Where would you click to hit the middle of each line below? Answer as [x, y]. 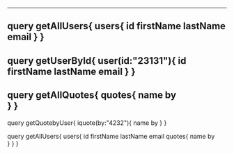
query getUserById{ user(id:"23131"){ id [97, 61]
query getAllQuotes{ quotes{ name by [92, 95]
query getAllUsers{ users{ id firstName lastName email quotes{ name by [111, 136]
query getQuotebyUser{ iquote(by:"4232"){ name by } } [87, 123]
